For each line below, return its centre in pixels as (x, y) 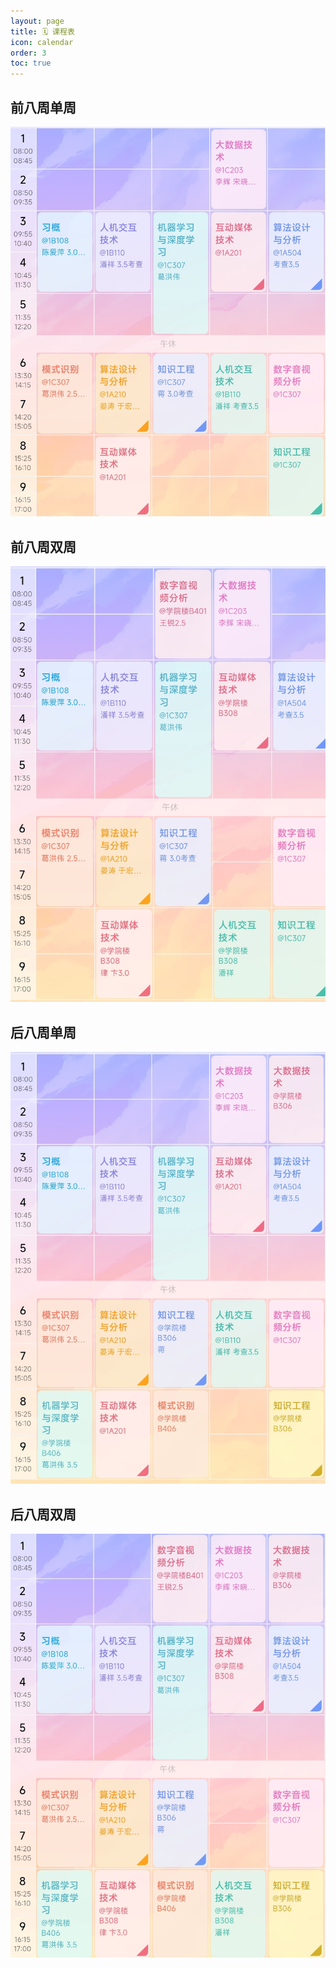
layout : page (37, 21)
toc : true (31, 63)
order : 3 (28, 53)
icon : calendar (42, 42)
